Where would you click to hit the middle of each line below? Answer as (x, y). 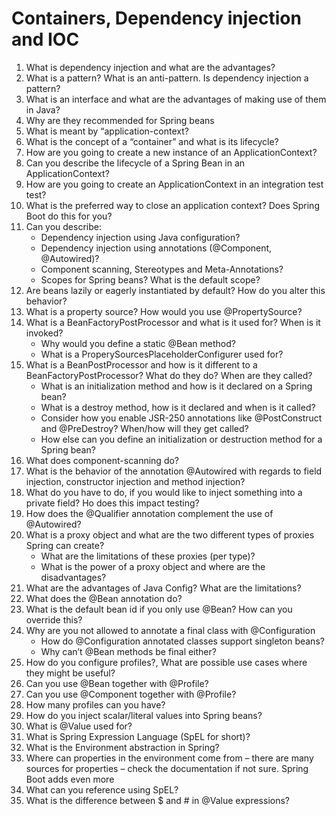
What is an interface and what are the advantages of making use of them (176, 99)
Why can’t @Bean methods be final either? (128, 651)
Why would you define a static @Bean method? (138, 343)
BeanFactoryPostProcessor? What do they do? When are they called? (169, 375)
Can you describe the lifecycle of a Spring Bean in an (135, 163)
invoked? (44, 333)
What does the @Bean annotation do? (104, 598)
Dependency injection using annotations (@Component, (156, 248)
